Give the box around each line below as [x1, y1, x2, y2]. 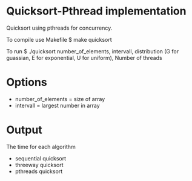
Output [6, 123, 42, 137]
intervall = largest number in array [15, 102, 100, 109]
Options [6, 76, 47, 89]
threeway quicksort [15, 161, 64, 168]
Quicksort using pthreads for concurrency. [6, 24, 113, 31]
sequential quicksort [15, 154, 67, 162]
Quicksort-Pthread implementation [6, 4, 187, 18]
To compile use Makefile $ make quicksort [6, 36, 112, 43]
